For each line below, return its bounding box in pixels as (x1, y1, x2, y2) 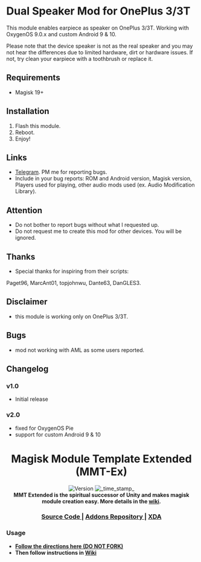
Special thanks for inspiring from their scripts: (14, 267, 129, 275)
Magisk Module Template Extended (11, 452, 192, 465)
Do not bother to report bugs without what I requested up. (14, 222, 159, 229)
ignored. (14, 234, 36, 241)
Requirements (6, 72, 60, 83)
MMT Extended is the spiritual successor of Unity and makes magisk (13, 491, 190, 499)
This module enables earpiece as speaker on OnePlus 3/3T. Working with (6, 24, 189, 31)
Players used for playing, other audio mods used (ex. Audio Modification (14, 181, 195, 188)
